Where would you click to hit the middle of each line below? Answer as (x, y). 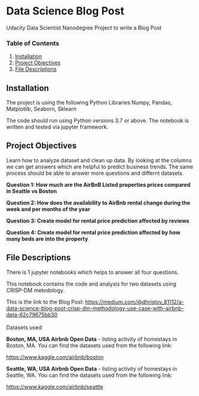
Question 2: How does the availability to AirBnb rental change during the (98, 203)
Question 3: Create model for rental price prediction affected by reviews (98, 221)
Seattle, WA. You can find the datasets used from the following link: (89, 375)
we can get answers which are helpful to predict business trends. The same (100, 166)
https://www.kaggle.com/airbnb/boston (55, 357)
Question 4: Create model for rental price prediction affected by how (94, 232)
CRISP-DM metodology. (35, 290)
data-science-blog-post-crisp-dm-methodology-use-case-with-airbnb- (95, 308)
